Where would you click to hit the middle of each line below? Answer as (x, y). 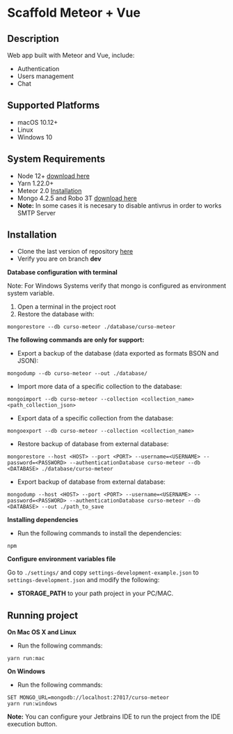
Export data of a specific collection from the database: (95, 418)
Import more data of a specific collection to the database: (99, 387)
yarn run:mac (26, 659)
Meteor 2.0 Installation (49, 190)
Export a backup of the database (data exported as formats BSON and (118, 353)
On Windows (26, 671)
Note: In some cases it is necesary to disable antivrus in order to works (119, 205)
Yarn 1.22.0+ (35, 183)
